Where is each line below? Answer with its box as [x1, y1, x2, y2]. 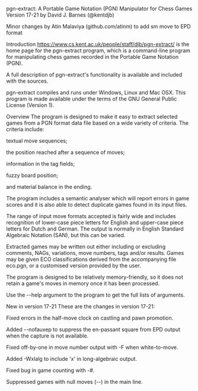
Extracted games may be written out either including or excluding [6, 243, 166, 250]
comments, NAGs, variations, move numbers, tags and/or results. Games [6, 250, 184, 256]
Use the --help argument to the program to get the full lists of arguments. [6, 291, 185, 298]
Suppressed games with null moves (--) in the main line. [6, 379, 143, 385]
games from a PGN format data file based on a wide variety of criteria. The [6, 119, 189, 127]
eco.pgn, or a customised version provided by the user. [6, 262, 141, 269]
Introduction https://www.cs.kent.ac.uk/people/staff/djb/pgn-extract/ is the [6, 41, 190, 48]
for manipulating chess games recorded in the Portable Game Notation [6, 53, 179, 60]
